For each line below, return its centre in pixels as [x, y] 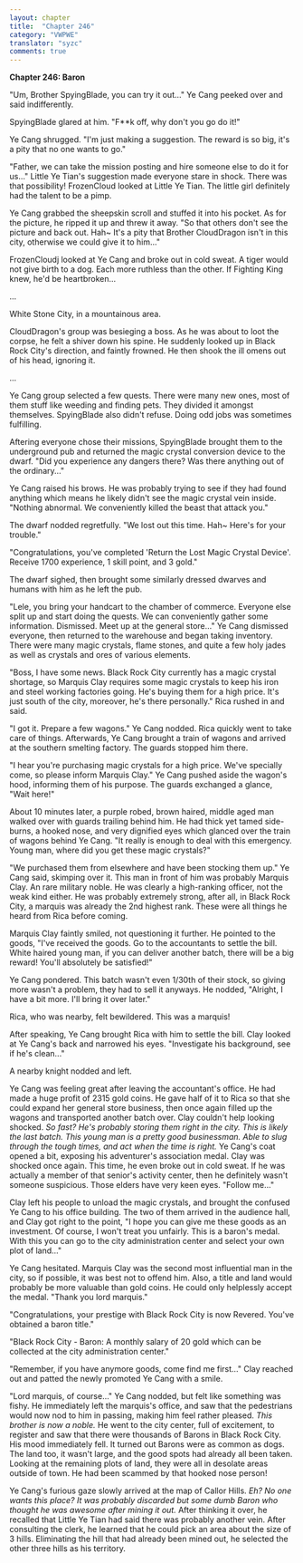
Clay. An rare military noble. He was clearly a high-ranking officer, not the [146, 887]
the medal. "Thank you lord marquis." [79, 1298]
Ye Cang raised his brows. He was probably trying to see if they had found [148, 488]
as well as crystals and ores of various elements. [100, 655]
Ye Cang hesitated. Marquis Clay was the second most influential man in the [151, 1269]
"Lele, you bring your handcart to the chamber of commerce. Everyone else [150, 607]
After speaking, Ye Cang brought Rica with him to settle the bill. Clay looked [150, 1035]
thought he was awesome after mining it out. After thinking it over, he [138, 1510]
